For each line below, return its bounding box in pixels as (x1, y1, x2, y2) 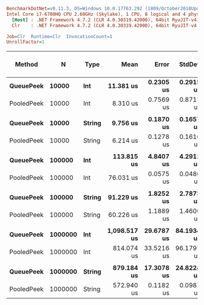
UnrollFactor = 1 (6, 39, 45, 45)
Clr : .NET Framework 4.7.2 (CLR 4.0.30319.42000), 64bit (12, 22, 170, 28)
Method (15, 60, 38, 69)
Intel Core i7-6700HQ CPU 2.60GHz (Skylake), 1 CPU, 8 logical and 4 (6, 11, 186, 17)
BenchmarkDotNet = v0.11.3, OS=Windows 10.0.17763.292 (6, 5, 143, 12)
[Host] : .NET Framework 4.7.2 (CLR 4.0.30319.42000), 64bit (12, 16, 170, 23)
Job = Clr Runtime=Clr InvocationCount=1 (6, 33, 113, 39)
